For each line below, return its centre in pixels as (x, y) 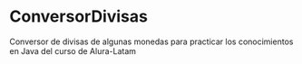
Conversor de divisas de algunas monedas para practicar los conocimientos (151, 41)
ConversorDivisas (78, 17)
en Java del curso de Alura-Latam (73, 50)
